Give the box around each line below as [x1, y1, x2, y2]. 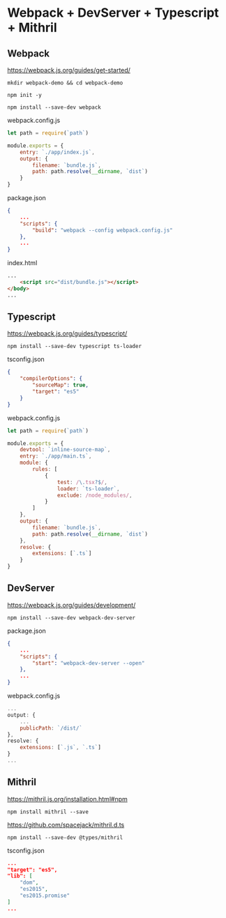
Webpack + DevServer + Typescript [7, 5, 220, 21]
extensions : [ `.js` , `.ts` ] [20, 744, 101, 751]
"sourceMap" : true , [32, 382, 89, 389]
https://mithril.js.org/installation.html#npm [7, 795, 128, 803]
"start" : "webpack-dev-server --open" [32, 659, 145, 667]
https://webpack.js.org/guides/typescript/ [7, 329, 128, 338]
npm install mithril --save [7, 808, 89, 815]
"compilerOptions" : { [20, 375, 82, 382]
